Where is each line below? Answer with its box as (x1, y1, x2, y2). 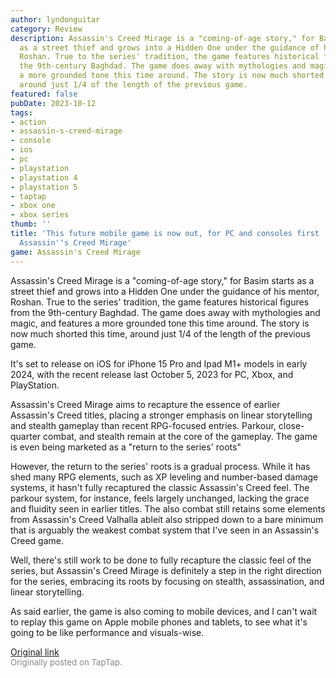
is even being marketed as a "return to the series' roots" (10, 441, 242, 453)
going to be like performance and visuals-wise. (10, 626, 205, 638)
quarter (10, 430, 42, 442)
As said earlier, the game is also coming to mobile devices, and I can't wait (10, 605, 318, 617)
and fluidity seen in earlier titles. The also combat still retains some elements (10, 502, 326, 515)
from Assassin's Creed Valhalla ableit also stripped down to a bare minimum (10, 513, 324, 525)
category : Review (10, 24, 83, 34)
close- (278, 419, 305, 431)
